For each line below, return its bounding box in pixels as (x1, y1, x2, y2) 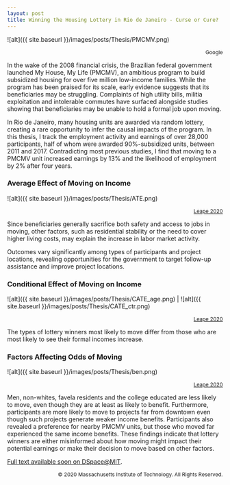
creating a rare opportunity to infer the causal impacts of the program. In (7, 125, 212, 134)
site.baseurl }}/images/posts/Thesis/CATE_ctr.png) (7, 302, 151, 310)
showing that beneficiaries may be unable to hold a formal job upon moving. (7, 104, 222, 113)
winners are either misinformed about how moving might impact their (7, 437, 202, 445)
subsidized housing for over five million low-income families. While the (7, 75, 207, 84)
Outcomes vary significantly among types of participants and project (7, 247, 201, 256)
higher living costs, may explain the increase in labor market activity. (7, 234, 201, 242)
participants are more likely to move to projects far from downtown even (7, 408, 211, 416)
